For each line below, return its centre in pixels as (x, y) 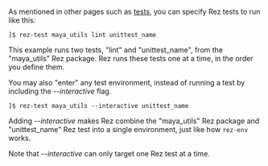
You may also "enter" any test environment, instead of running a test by (127, 83)
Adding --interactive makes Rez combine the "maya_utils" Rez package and (134, 121)
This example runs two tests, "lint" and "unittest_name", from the (116, 50)
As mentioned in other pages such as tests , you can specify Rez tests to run (134, 12)
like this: (22, 20)
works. (20, 138)
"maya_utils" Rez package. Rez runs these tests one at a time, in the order (131, 58)
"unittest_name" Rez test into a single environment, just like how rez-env (128, 129)
